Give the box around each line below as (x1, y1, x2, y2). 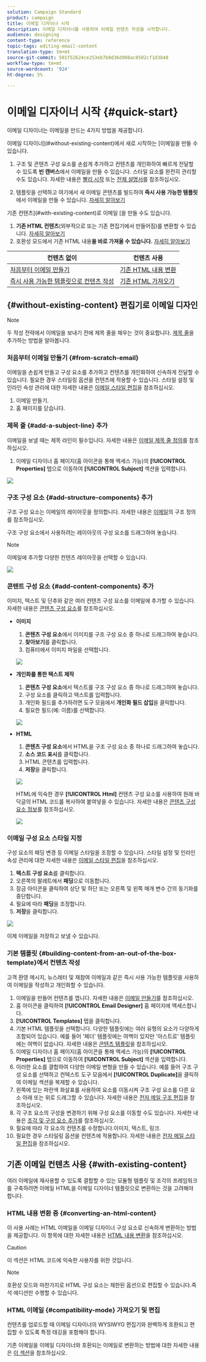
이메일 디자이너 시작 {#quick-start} (7, 105, 178, 119)
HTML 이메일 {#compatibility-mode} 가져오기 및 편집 (7, 1306, 161, 1314)
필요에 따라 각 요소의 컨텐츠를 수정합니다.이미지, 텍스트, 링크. (15, 1124, 161, 1132)
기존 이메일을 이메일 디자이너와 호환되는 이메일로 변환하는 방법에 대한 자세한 (7, 1342, 188, 1349)
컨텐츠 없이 (46, 254, 77, 262)
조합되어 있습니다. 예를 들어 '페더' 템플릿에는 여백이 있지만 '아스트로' (15, 1033, 179, 1040)
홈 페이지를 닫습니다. (15, 405, 65, 412)
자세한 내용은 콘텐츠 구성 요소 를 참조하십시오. (7, 604, 115, 612)
